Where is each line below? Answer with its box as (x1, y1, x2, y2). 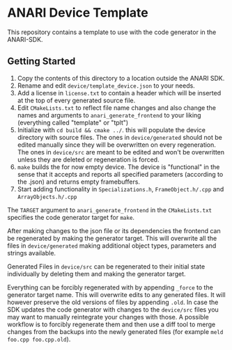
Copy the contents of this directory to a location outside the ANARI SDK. (17, 74, 225, 82)
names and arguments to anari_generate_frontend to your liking (17, 111, 201, 119)
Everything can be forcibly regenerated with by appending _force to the (7, 283, 214, 292)
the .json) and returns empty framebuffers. (17, 177, 141, 186)
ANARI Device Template (7, 5, 148, 21)
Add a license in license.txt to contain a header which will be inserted (17, 88, 222, 97)
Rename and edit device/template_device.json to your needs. (17, 81, 195, 90)
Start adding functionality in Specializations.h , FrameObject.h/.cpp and (17, 184, 224, 193)
